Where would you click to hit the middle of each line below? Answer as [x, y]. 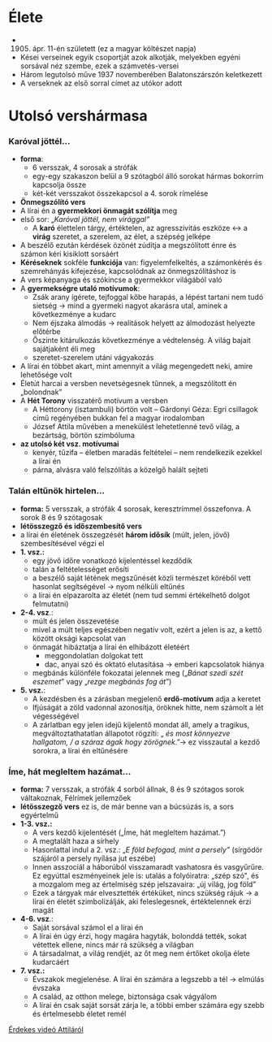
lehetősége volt [46, 375]
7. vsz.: [32, 970]
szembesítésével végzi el [62, 543]
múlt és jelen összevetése [76, 621]
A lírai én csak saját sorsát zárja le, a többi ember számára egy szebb [148, 1005]
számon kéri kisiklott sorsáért [69, 254]
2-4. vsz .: [37, 612]
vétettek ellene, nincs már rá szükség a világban [113, 945]
